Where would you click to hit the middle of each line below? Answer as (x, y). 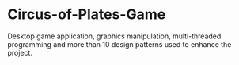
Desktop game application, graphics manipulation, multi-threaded (114, 36)
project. (20, 52)
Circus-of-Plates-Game (87, 14)
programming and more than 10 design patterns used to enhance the (119, 44)
